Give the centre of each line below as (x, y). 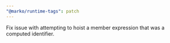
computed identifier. (30, 34)
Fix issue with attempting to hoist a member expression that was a (85, 28)
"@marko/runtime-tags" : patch (43, 11)
